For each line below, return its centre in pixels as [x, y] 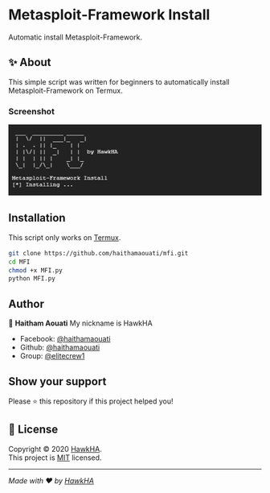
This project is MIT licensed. [55, 458]
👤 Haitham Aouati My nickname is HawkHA [80, 323]
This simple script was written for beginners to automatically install [119, 81]
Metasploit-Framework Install [109, 15]
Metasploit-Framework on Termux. [65, 90]
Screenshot [31, 111]
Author [26, 304]
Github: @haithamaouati [60, 347]
